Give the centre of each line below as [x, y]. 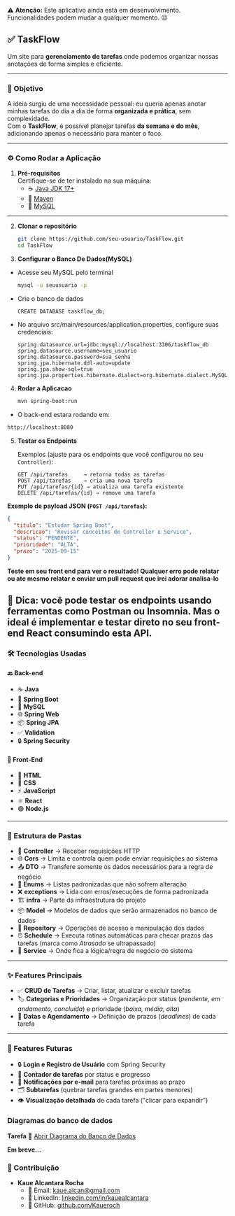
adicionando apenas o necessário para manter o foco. [85, 134]
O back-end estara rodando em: [64, 414]
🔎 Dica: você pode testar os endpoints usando [109, 601]
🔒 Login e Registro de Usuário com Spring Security [91, 1064]
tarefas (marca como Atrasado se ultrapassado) [86, 943]
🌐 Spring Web [38, 714]
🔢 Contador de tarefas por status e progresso [84, 1074]
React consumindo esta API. [89, 634]
